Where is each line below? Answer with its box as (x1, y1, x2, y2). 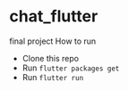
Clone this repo (21, 53, 79, 63)
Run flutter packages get (21, 62, 120, 73)
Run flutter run (21, 71, 84, 82)
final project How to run (9, 36, 97, 46)
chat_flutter (9, 6, 98, 27)
